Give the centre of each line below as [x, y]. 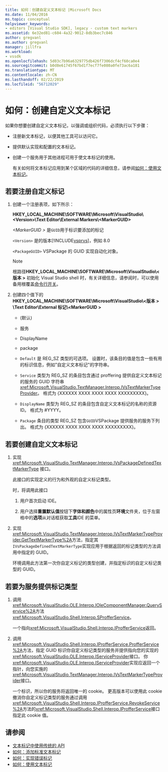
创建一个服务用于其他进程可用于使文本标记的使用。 [65, 157]
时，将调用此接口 [30, 490]
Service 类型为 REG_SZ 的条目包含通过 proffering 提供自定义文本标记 [91, 375]
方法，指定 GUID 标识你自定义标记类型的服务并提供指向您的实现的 [90, 650]
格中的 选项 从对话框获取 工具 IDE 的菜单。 [61, 518]
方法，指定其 [85, 540]
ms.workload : [19, 52]
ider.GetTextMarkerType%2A [42, 540]
